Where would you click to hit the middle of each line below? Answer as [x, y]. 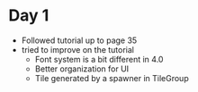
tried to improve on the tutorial [78, 49]
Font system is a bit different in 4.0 [99, 59]
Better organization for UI [82, 69]
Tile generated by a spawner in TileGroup [112, 78]
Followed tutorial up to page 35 [79, 40]
